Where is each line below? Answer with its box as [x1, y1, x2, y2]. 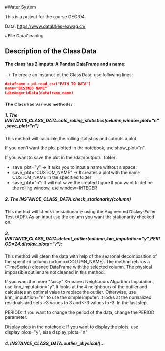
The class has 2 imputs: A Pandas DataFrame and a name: [5, 61, 126, 67]
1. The [5, 112, 18, 118]
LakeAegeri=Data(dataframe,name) [5, 91, 74, 96]
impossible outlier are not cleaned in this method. [5, 269, 105, 275]
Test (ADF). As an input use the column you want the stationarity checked [5, 214, 155, 220]
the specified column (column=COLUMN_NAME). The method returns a [5, 258, 150, 264]
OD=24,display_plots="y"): [5, 241, 63, 247]
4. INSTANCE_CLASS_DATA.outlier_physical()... [5, 340, 105, 347]
